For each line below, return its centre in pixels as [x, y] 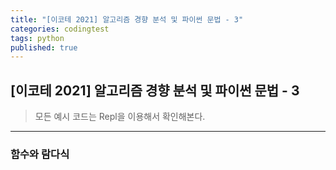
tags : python [37, 38]
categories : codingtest [60, 29]
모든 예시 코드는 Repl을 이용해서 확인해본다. [120, 117]
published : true [44, 47]
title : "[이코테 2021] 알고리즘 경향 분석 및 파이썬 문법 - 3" [127, 19]
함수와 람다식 [40, 154]
